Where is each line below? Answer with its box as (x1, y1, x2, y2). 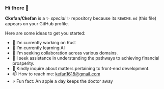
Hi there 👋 (5, 4, 29, 11)
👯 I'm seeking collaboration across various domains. (12, 50, 118, 56)
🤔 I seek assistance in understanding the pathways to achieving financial (12, 55, 160, 61)
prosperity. (12, 60, 34, 66)
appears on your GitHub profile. (5, 21, 69, 27)
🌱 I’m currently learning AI (12, 45, 65, 51)
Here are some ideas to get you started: (5, 30, 86, 36)
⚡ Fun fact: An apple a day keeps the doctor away (12, 78, 113, 84)
